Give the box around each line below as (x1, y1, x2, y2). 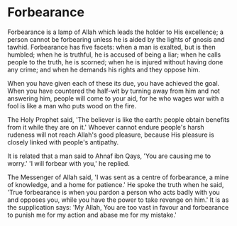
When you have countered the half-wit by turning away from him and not (7, 86, 220, 95)
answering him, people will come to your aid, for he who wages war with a (7, 94, 225, 103)
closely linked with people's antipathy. (7, 137, 119, 146)
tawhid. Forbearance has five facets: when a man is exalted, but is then (7, 43, 216, 51)
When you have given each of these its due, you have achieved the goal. (7, 79, 220, 87)
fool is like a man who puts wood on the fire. (7, 101, 137, 110)
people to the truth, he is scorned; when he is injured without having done (7, 57, 224, 66)
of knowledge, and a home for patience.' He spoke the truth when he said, (7, 180, 224, 188)
